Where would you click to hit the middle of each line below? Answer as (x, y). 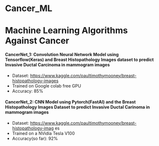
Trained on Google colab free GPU (46, 86)
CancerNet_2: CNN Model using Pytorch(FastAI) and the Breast (71, 102)
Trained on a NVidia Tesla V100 (43, 133)
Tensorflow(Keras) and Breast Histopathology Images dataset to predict (79, 59)
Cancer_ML (29, 8)
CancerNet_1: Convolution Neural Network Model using (62, 54)
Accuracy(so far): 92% (35, 138)
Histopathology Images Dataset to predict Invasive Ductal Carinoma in (78, 107)
